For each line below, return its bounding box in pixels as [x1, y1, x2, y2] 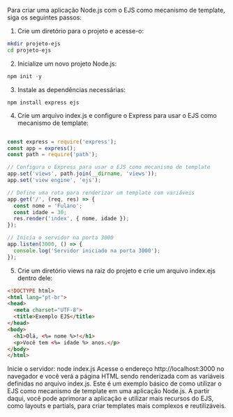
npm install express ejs [7, 99, 80, 106]
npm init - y [7, 73, 42, 79]
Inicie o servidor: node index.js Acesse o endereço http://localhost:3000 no [7, 365, 225, 373]
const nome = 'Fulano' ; [13, 202, 82, 209]
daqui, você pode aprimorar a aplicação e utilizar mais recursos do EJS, [7, 394, 214, 403]
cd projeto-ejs [7, 47, 52, 54]
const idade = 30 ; [13, 208, 68, 215]
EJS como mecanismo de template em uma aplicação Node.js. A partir [7, 387, 210, 395]
